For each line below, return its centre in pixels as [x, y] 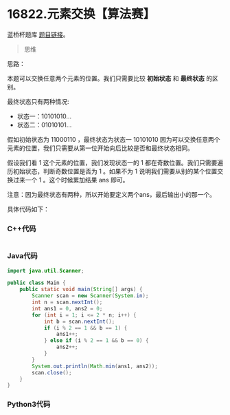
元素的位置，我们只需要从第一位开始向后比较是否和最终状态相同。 [100, 148]
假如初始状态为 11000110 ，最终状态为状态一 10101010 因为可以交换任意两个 [114, 139]
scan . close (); [52, 372]
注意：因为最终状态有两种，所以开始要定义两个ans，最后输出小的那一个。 [112, 194]
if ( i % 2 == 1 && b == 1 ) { [85, 328]
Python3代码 [29, 405]
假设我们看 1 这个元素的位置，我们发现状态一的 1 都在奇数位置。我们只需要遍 [115, 162]
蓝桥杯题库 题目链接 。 [38, 34]
